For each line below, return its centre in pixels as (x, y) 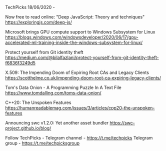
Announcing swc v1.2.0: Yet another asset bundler (57, 123)
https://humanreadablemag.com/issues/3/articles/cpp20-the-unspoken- (80, 108)
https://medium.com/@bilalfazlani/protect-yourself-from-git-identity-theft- (82, 57)
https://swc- (122, 123)
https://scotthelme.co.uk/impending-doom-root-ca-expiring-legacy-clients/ (83, 78)
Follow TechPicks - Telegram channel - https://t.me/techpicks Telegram (79, 138)
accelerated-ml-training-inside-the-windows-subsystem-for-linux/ (74, 42)
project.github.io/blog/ (28, 128)
